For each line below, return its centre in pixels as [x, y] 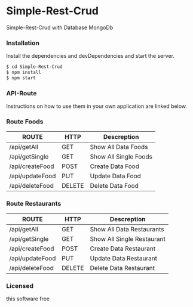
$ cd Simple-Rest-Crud [34, 67]
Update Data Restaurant [123, 258]
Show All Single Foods [121, 157]
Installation [23, 43]
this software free [28, 299]
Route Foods [25, 122]
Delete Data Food [114, 186]
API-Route [22, 93]
